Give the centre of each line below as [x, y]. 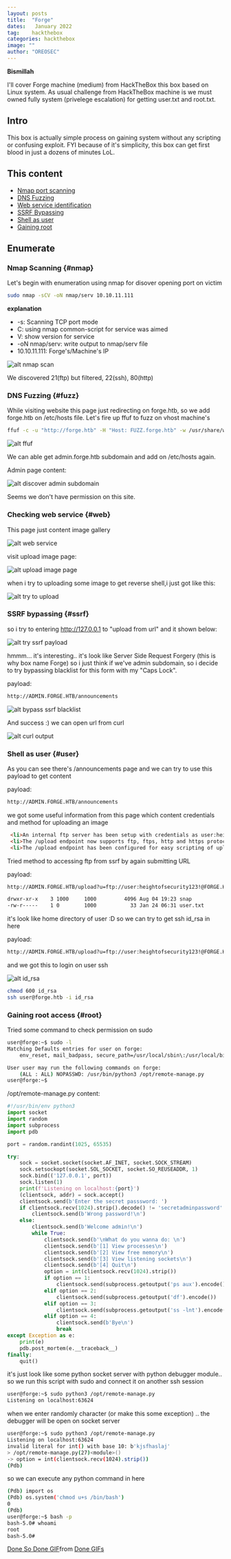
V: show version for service [56, 337]
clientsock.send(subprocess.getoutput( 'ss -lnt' [127, 1310]
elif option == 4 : [70, 1316]
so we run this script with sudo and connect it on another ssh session [106, 1382]
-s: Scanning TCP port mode [57, 322]
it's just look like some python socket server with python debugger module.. [114, 1374]
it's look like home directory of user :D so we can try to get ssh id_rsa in [109, 919]
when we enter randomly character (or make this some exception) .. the [109, 1414]
